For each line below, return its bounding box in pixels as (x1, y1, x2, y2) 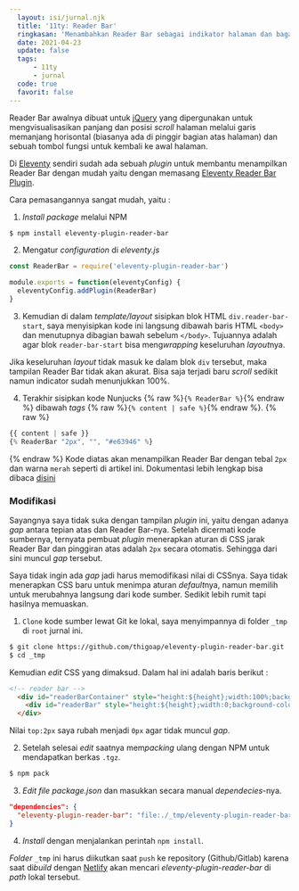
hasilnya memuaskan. (9, 598, 89, 609)
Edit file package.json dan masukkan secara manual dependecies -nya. (21, 786, 282, 796)
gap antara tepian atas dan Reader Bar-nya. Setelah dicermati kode (9, 524, 256, 535)
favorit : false (17, 87, 74, 96)
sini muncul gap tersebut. (9, 552, 103, 563)
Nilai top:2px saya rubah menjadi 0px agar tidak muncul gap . (9, 725, 230, 736)
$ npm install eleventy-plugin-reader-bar (9, 228, 169, 237)
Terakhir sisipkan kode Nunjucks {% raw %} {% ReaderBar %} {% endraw (21, 392, 285, 403)
